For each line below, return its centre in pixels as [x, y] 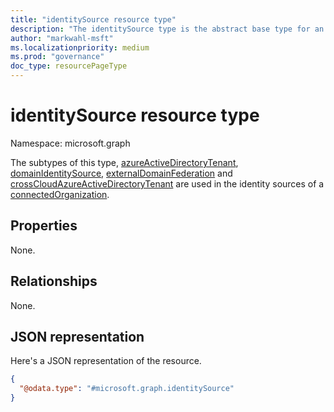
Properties [44, 226]
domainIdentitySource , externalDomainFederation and [121, 173]
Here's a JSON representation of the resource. [106, 361]
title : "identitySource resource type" [93, 19]
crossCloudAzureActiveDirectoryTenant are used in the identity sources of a [167, 183]
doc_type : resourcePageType [69, 66]
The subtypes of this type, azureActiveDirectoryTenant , [124, 162]
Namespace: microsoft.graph [70, 143]
